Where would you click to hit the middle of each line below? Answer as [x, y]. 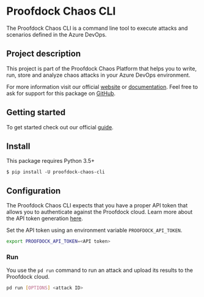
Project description [44, 54]
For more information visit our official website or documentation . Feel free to [102, 87]
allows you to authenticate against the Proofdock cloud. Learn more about [100, 212]
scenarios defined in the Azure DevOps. [56, 34]
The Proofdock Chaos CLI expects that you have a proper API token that [97, 206]
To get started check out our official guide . [60, 127]
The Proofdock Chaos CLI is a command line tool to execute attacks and [97, 28]
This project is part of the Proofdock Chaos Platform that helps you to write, [102, 68]
